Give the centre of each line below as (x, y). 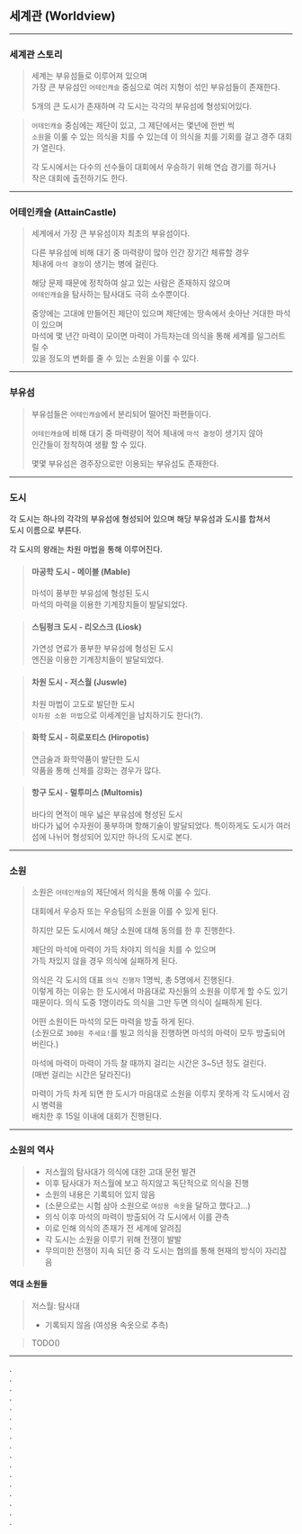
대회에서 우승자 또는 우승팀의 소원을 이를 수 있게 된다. (124, 912)
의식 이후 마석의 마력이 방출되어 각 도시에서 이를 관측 (137, 1216)
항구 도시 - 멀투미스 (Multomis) (87, 793)
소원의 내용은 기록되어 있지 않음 (100, 1194)
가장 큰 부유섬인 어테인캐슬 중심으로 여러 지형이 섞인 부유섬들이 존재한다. (155, 87)
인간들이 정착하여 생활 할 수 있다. (89, 444)
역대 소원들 (28, 1284)
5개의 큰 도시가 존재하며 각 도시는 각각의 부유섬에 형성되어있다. (142, 106)
